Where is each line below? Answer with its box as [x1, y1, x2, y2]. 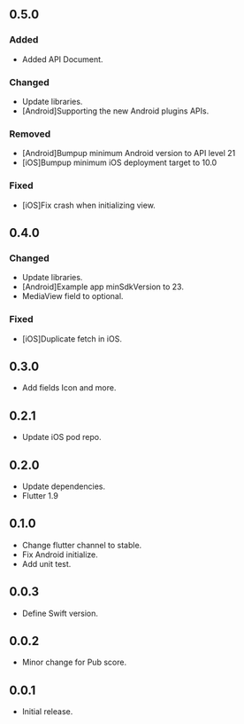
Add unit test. [21, 558, 72, 569]
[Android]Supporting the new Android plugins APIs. [21, 106, 210, 116]
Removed [9, 128, 51, 140]
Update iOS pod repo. [21, 432, 102, 443]
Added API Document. [21, 53, 103, 65]
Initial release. [21, 706, 73, 717]
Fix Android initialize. [21, 549, 99, 560]
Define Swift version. [21, 608, 99, 618]
